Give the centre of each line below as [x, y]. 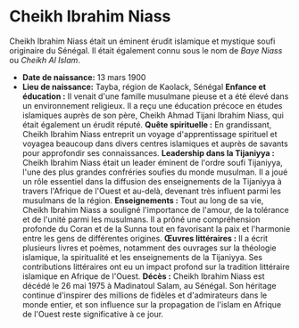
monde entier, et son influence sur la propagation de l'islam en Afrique [152, 304]
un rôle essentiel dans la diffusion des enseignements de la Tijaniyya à [152, 181]
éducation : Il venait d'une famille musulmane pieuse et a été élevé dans [155, 96]
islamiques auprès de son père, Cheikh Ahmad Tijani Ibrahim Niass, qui [153, 115]
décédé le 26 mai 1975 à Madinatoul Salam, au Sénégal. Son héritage [149, 285]
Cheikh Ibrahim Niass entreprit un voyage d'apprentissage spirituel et [150, 134]
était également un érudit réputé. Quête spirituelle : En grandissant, [147, 124]
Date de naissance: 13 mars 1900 [84, 77]
